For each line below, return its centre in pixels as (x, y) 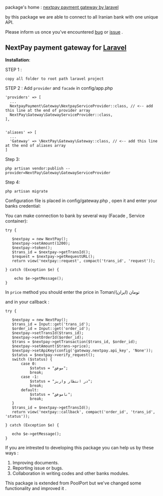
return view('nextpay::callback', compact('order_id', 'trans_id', (83, 412)
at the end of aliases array (35, 145)
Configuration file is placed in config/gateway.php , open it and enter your (81, 201)
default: (30, 390)
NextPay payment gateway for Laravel (66, 48)
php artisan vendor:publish (34, 168)
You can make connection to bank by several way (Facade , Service (75, 216)
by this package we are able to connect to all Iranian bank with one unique (82, 17)
